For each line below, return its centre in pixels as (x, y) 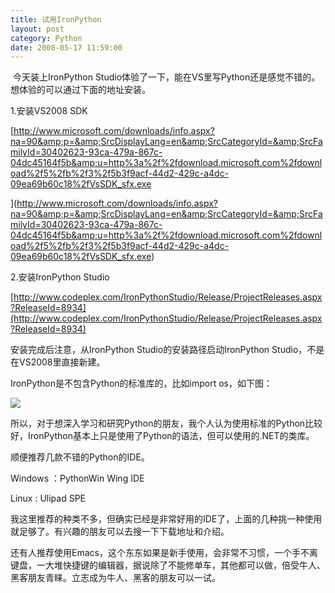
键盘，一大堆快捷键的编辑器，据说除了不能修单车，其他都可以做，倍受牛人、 (168, 565)
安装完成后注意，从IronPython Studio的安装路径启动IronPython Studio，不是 (167, 350)
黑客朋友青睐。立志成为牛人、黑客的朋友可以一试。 (115, 578)
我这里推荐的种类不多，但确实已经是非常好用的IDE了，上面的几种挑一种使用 (166, 519)
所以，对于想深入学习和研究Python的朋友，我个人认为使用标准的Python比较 (166, 423)
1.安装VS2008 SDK (49, 111)
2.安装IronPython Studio (60, 277)
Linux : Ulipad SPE (48, 498)
